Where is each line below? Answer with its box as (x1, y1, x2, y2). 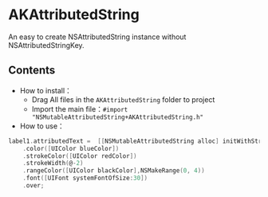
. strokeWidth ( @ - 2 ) (22, 160, 84, 167)
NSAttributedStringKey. (8, 40, 85, 49)
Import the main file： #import (31, 104, 128, 113)
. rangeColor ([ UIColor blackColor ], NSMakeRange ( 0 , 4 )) (22, 167, 205, 175)
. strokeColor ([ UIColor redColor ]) (22, 152, 137, 160)
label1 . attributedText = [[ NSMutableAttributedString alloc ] (8, 137, 219, 145)
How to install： (19, 85, 72, 95)
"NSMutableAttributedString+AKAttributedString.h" (31, 113, 204, 121)
